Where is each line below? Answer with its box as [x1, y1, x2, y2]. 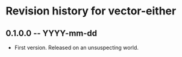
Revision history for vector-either [5, 4, 177, 18]
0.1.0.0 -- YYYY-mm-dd [5, 28, 98, 38]
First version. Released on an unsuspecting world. [14, 44, 139, 51]
